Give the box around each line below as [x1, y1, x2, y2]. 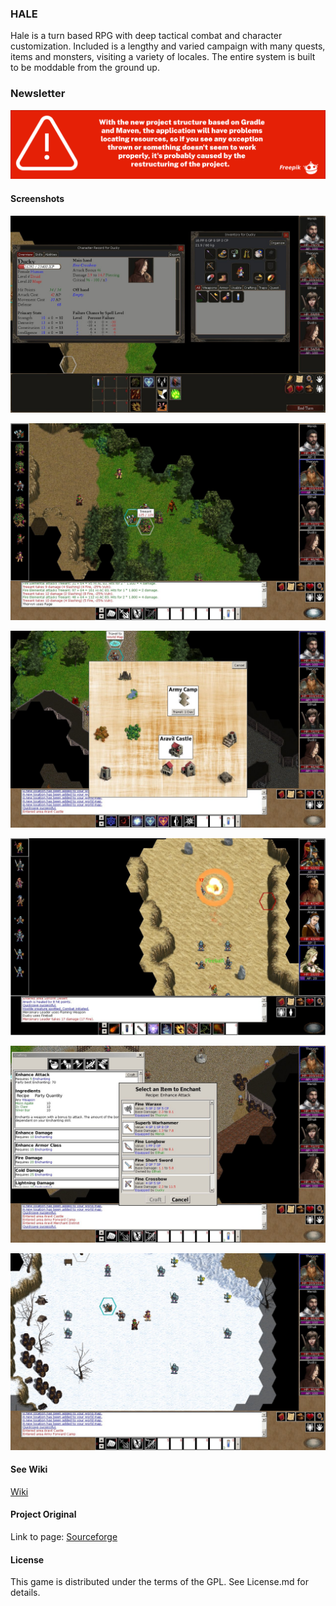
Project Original [10, 1508, 77, 1521]
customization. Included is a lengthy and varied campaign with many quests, [10, 40, 326, 52]
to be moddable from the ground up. [10, 62, 160, 74]
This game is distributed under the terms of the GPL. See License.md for [10, 1576, 309, 1588]
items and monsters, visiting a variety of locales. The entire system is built [10, 51, 316, 63]
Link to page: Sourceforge [10, 1530, 118, 1542]
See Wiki [10, 1463, 48, 1476]
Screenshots [10, 192, 65, 204]
